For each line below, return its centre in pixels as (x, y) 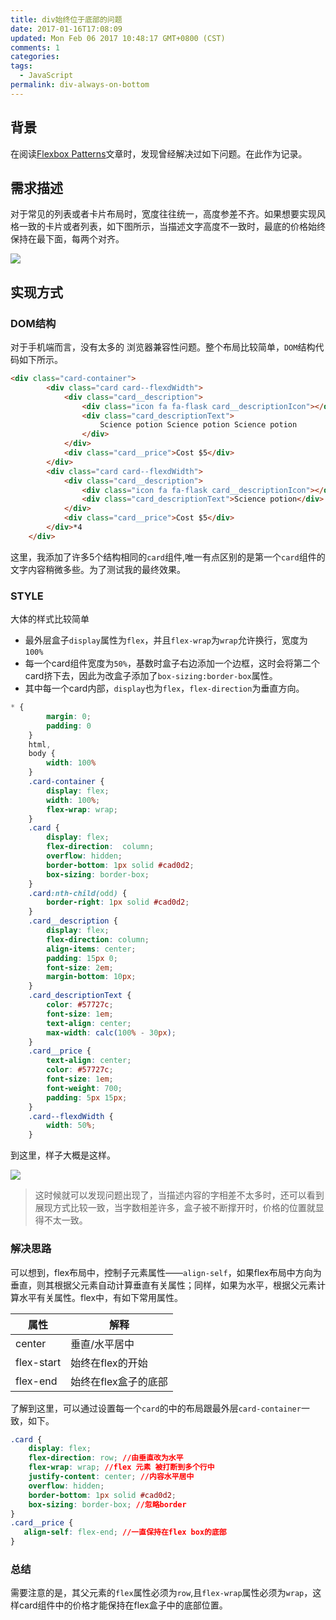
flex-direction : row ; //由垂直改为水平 (106, 1458)
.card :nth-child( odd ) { (78, 893)
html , (40, 744)
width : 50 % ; (71, 1126)
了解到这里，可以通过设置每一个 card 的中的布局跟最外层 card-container (156, 1408)
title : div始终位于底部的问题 (66, 19)
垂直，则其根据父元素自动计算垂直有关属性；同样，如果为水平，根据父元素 (163, 1285)
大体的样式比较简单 (50, 619)
